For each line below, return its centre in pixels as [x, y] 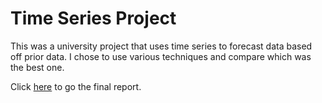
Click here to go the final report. [76, 86]
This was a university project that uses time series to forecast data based [161, 46]
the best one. [37, 67]
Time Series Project [93, 18]
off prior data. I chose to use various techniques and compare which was [161, 56]
